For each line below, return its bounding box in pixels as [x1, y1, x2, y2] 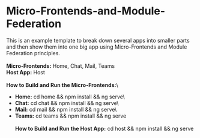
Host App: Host [6, 68, 45, 76]
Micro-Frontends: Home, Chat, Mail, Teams [6, 62, 115, 70]
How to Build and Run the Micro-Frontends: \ [6, 81, 118, 88]
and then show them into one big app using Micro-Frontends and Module [6, 43, 187, 50]
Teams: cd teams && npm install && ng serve [14, 112, 127, 119]
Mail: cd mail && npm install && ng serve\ [14, 106, 117, 113]
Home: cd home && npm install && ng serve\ [14, 93, 125, 100]
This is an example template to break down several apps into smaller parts [6, 37, 190, 44]
